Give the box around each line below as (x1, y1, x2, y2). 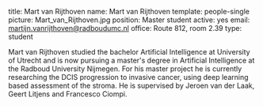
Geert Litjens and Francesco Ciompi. (8, 89, 128, 98)
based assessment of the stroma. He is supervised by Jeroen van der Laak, (8, 81, 255, 90)
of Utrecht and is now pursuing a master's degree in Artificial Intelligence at (8, 55, 255, 65)
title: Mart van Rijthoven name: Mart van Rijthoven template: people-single (8, 7, 250, 16)
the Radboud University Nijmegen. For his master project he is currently (8, 64, 242, 74)
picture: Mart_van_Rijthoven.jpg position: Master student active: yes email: (8, 15, 250, 25)
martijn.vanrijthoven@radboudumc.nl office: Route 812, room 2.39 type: (8, 24, 242, 32)
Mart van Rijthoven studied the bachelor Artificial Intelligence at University (8, 47, 251, 56)
